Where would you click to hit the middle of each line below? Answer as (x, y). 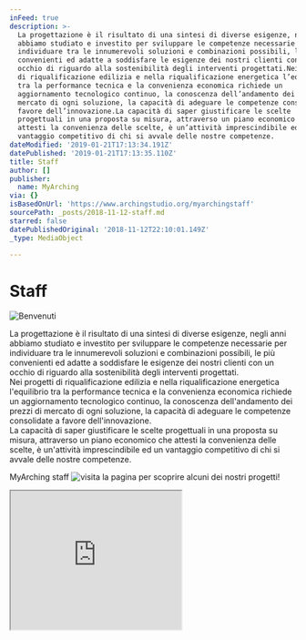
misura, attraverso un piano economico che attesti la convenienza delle (143, 440)
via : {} (24, 196)
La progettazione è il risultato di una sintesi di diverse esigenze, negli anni (148, 334)
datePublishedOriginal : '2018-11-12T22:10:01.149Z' (109, 229)
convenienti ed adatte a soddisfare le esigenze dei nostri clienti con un (142, 363)
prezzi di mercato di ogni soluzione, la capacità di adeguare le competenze (150, 411)
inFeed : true (34, 18)
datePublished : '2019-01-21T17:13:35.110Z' (93, 153)
